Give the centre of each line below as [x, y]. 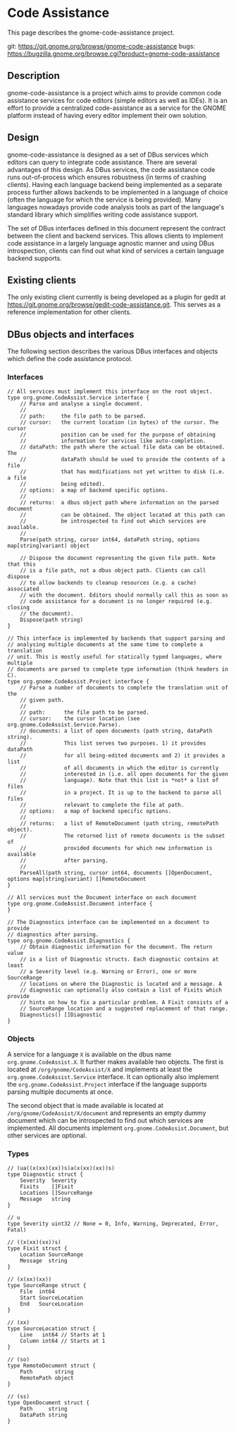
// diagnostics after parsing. [53, 935]
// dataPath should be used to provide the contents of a [123, 460]
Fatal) [17, 1230]
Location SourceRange [51, 1255]
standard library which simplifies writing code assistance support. [103, 214]
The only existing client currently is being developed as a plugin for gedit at [117, 297]
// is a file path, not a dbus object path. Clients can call [113, 571]
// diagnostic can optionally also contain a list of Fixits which [121, 990]
